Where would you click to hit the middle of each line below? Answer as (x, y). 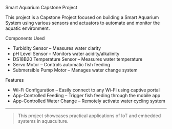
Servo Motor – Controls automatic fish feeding (61, 64)
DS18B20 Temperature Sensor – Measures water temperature (78, 59)
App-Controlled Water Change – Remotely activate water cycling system (89, 101)
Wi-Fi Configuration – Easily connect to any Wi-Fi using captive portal (86, 90)
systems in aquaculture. (43, 121)
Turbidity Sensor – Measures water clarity (57, 48)
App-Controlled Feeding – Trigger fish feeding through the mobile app (87, 95)
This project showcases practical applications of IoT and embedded (89, 116)
